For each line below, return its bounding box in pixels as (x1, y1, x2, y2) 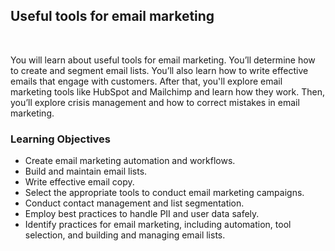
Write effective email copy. (24, 176, 135, 188)
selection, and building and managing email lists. (24, 229, 226, 241)
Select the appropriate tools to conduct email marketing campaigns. (24, 187, 305, 199)
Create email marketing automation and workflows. (24, 155, 236, 167)
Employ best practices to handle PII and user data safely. (24, 208, 260, 220)
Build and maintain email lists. (24, 165, 148, 178)
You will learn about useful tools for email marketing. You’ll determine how (10, 54, 316, 66)
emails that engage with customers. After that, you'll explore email (10, 75, 283, 87)
